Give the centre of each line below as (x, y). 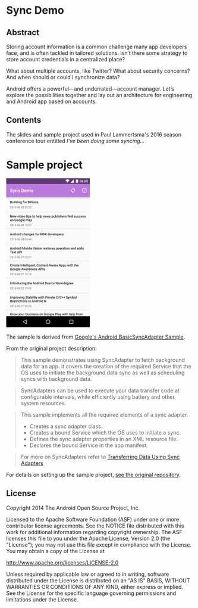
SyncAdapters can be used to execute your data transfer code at (100, 390)
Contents (24, 120)
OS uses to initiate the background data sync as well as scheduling (103, 373)
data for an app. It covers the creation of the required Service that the (106, 366)
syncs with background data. (56, 379)
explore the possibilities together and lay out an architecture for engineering (99, 95)
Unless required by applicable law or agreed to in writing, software (88, 574)
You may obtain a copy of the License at (56, 551)
